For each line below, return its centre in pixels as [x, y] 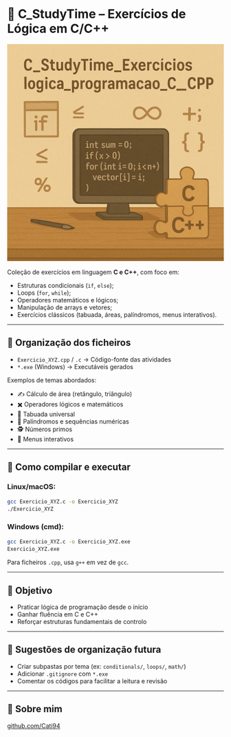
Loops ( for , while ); [44, 293]
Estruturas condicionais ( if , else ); [65, 285]
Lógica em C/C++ [58, 29]
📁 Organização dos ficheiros [69, 343]
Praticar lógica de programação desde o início [82, 607]
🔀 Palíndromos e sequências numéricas [73, 421]
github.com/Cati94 [34, 725]
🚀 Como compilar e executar [69, 467]
